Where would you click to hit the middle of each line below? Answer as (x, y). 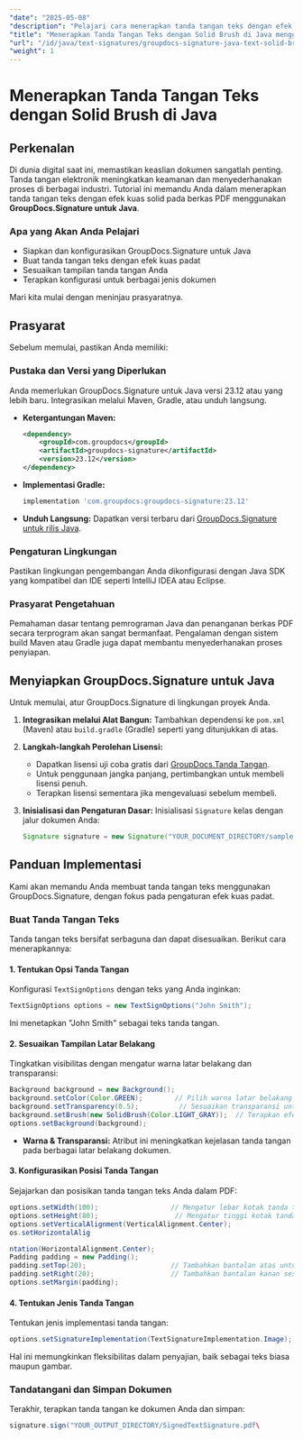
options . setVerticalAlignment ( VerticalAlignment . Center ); (120, 1224)
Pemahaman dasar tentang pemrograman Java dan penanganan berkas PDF (151, 624)
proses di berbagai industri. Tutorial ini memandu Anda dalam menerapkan (148, 189)
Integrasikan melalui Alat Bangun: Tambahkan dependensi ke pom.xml (154, 720)
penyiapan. (30, 652)
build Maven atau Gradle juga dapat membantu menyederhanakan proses (146, 643)
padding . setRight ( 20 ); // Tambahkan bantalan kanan (145, 1274)
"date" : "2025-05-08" (50, 18)
